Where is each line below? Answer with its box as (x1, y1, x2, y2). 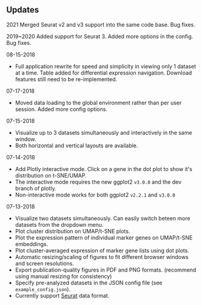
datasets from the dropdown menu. (15, 221, 104, 228)
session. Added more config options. (15, 106, 108, 113)
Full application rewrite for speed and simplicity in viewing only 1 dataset (15, 62, 196, 70)
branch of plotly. (15, 184, 56, 192)
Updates (6, 5, 39, 15)
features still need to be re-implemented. (15, 75, 118, 82)
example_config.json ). (15, 285, 71, 293)
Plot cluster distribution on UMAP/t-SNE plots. (15, 227, 130, 235)
